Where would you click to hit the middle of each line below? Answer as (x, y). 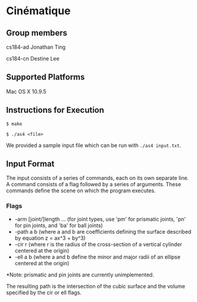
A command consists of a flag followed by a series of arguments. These (94, 185)
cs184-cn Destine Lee (33, 58)
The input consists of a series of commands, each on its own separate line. (98, 178)
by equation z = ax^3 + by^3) (50, 238)
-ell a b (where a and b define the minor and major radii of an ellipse (97, 257)
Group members (37, 33)
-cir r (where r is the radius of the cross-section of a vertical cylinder (98, 244)
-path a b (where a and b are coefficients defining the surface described (103, 231)
